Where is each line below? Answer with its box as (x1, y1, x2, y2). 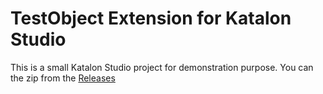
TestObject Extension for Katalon (10, 7, 292, 30)
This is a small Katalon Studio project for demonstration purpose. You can (10, 61, 314, 73)
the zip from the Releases (10, 72, 116, 84)
